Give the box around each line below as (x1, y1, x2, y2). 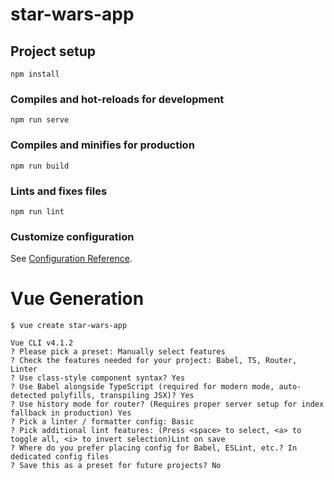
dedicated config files (10, 452, 110, 462)
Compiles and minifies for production (10, 138, 195, 152)
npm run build (10, 161, 70, 171)
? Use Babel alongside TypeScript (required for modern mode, (10, 382, 275, 392)
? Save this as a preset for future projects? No (10, 461, 222, 471)
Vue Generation (10, 288, 145, 310)
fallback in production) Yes (10, 408, 132, 418)
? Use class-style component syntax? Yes (10, 373, 186, 383)
